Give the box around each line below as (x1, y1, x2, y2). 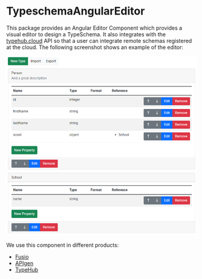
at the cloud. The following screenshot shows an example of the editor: (6, 44, 183, 51)
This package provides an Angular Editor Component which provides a (6, 24, 183, 31)
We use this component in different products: (6, 241, 119, 249)
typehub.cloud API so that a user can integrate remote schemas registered (6, 37, 192, 44)
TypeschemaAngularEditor (6, 4, 145, 18)
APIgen (15, 259, 34, 267)
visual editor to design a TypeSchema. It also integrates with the (6, 30, 166, 38)
